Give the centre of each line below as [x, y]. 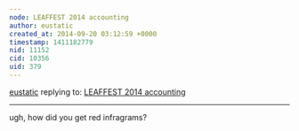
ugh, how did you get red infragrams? [78, 117]
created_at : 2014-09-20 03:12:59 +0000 [83, 34]
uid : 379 [25, 67]
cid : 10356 [29, 58]
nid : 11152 [29, 50]
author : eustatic [41, 26]
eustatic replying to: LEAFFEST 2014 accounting [97, 92]
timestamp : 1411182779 [51, 42]
